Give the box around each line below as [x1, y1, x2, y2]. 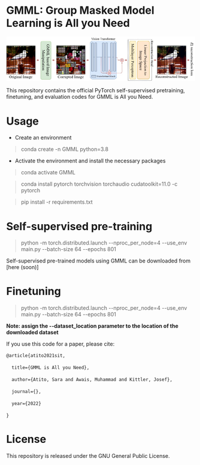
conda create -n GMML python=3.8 [20, 146, 109, 153]
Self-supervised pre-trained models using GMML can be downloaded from [6, 257, 191, 264]
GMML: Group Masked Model [6, 4, 154, 17]
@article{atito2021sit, [6, 353, 66, 359]
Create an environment [14, 134, 72, 141]
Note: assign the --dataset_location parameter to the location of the [6, 322, 178, 330]
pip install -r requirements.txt [20, 198, 93, 206]
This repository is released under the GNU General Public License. [6, 452, 170, 460]
